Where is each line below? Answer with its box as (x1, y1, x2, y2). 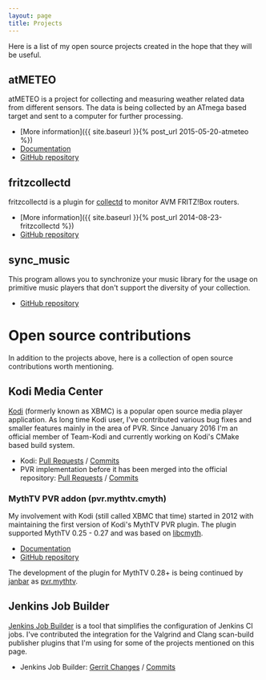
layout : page (8, 11, 52, 20)
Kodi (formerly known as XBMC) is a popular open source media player (8, 406, 243, 416)
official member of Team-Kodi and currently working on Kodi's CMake (8, 431, 240, 442)
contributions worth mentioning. (8, 361, 115, 371)
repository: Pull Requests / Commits (19, 473, 139, 483)
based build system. (8, 440, 75, 450)
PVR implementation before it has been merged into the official (19, 464, 228, 474)
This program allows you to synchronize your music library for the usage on (8, 274, 258, 283)
